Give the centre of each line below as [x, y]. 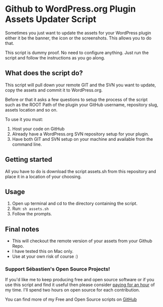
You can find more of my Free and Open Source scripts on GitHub [71, 299]
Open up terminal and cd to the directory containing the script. [75, 204]
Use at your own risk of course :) [45, 256]
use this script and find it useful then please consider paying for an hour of [80, 285]
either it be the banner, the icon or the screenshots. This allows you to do [78, 38]
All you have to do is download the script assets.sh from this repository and [81, 171]
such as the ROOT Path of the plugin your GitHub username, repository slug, [82, 105]
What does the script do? [44, 73]
